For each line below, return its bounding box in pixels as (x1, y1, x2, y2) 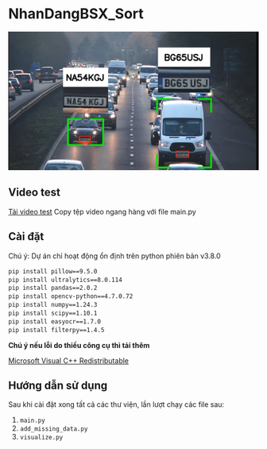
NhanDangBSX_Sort (8, 5, 145, 23)
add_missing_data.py (19, 425, 88, 433)
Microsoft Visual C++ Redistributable (8, 355, 130, 366)
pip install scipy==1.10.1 (8, 309, 98, 317)
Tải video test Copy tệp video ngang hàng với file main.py (8, 207, 196, 216)
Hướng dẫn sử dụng (8, 379, 108, 393)
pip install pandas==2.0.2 (8, 284, 98, 292)
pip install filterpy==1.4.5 (8, 326, 105, 334)
